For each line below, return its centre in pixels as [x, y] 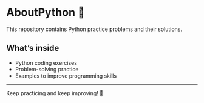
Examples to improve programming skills [66, 76]
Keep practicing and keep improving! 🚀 [55, 93]
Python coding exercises [46, 62]
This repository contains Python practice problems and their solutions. [94, 29]
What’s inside [33, 48]
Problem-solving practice [47, 69]
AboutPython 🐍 [46, 12]
